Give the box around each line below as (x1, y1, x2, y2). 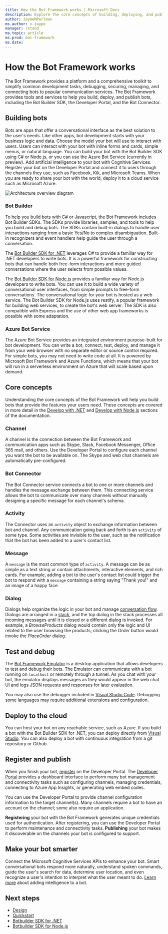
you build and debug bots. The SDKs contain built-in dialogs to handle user (5, 224, 160, 230)
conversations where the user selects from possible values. (5, 266, 128, 272)
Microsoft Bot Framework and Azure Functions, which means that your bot (5, 358, 158, 364)
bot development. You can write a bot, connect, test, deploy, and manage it (5, 342, 160, 348)
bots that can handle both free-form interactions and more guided (5, 261, 141, 267)
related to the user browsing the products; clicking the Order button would (5, 628, 158, 634)
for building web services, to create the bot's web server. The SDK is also (5, 302, 156, 308)
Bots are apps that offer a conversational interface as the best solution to (5, 127, 155, 133)
